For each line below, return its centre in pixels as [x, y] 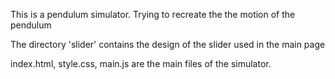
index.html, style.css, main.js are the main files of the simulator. [141, 63]
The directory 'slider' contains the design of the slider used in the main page [168, 44]
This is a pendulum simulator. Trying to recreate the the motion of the [153, 14]
